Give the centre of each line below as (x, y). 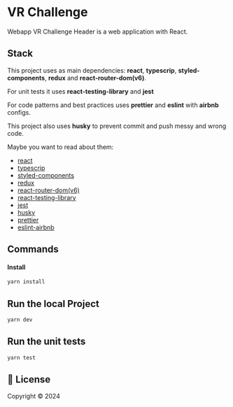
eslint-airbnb (36, 227)
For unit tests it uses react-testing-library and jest (80, 91)
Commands (33, 249)
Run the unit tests (47, 342)
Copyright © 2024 (34, 397)
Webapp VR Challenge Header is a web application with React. (98, 31)
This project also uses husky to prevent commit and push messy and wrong (117, 126)
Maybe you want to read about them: (61, 147)
